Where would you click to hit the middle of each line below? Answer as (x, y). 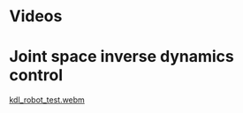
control (36, 75)
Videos (36, 16)
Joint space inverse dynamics (121, 57)
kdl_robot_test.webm (47, 100)
